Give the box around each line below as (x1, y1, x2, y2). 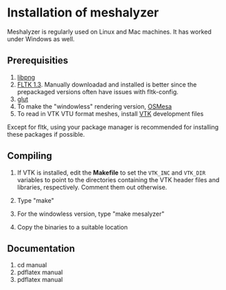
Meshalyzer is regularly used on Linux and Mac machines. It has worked (7, 27, 212, 36)
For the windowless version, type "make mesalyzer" (16, 210, 165, 218)
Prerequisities (7, 55, 69, 67)
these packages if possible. (7, 130, 85, 138)
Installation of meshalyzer (7, 5, 159, 21)
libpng (16, 73, 36, 81)
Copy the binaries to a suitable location (16, 223, 128, 231)
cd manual (16, 261, 47, 269)
